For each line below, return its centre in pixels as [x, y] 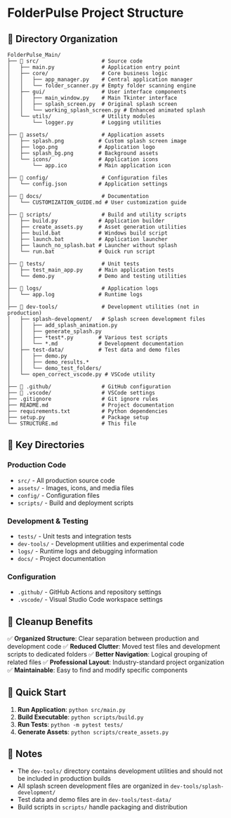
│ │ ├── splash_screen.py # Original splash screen [92, 104]
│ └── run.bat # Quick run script [81, 251]
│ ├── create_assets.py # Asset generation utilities [97, 227]
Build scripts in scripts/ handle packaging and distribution [103, 807]
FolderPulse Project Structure [95, 13]
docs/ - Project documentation [61, 558]
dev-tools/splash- [197, 786]
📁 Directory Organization [62, 39]
